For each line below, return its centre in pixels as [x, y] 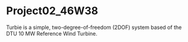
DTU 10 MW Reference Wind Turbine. [52, 33]
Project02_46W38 [52, 11]
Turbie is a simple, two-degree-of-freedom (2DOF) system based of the [94, 27]
